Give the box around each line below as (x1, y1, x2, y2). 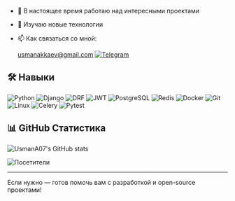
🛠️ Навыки (7, 71, 55, 83)
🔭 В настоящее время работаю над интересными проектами (17, 7, 200, 15)
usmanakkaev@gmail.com (17, 50, 94, 59)
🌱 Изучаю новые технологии (17, 20, 104, 28)
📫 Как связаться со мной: (17, 34, 97, 42)
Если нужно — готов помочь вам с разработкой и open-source (7, 178, 196, 186)
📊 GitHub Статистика (7, 123, 106, 134)
